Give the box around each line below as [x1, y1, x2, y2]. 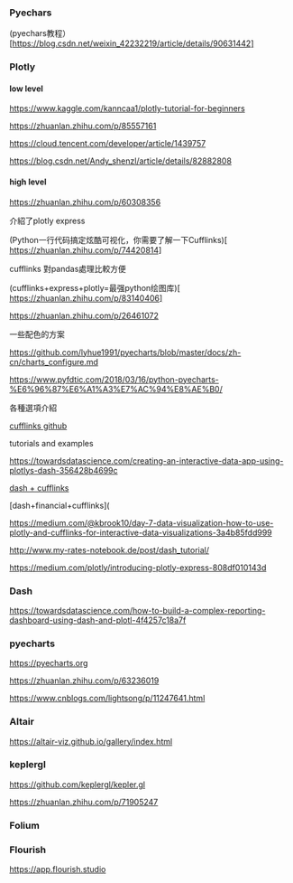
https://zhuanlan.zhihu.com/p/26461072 [9, 310, 160, 321]
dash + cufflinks [9, 482, 69, 493]
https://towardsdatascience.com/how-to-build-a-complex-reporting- [9, 605, 266, 615]
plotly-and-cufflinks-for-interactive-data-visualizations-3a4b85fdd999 [9, 527, 272, 538]
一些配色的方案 [9, 328, 65, 340]
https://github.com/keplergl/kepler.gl [9, 779, 146, 790]
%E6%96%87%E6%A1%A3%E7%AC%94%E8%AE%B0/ [9, 383, 223, 394]
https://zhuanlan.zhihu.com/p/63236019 [9, 675, 160, 686]
